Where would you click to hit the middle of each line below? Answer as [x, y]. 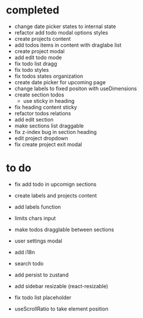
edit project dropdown [41, 138]
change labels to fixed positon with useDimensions [76, 88]
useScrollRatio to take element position [61, 309]
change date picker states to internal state [65, 26]
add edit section [34, 119]
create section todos [39, 95]
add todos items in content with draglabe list [68, 45]
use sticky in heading [49, 101]
